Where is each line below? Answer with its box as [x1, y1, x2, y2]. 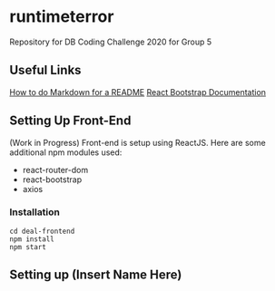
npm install [9, 234, 54, 244]
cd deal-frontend [9, 227, 75, 236]
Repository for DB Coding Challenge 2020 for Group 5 [9, 36, 212, 47]
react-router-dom [22, 164, 89, 175]
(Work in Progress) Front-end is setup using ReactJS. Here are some [9, 137, 266, 148]
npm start [9, 242, 47, 251]
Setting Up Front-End [9, 113, 132, 129]
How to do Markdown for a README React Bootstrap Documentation [9, 86, 266, 97]
